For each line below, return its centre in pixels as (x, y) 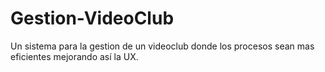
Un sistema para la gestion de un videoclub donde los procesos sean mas (162, 46)
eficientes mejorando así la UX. (74, 56)
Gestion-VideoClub (92, 18)
